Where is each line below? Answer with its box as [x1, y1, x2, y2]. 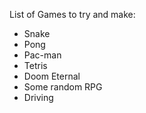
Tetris [23, 60, 48, 71]
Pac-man [23, 49, 62, 61]
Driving [23, 92, 54, 103]
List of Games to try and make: [9, 9, 136, 20]
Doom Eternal [23, 70, 81, 82]
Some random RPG [23, 81, 103, 93]
